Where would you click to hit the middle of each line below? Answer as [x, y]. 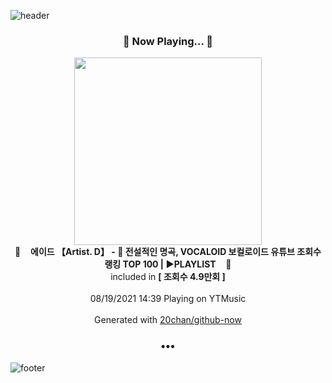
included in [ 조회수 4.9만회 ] [168, 277]
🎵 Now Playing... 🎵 [168, 41]
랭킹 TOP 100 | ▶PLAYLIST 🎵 [168, 264]
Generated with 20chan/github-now [168, 320]
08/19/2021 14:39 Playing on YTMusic [168, 299]
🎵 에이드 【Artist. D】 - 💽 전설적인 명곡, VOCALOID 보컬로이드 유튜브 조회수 [168, 252]
